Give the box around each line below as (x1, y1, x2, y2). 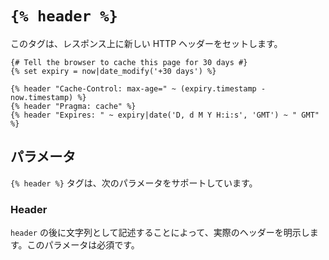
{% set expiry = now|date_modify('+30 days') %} (10, 66, 217, 76)
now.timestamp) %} (10, 92, 87, 102)
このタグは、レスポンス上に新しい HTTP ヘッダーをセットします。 (10, 37, 283, 49)
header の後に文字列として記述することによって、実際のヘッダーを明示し (10, 227, 310, 239)
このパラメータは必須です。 (26, 239, 140, 251)
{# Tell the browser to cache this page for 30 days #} (10, 57, 248, 67)
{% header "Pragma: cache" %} (10, 101, 137, 111)
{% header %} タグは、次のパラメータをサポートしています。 (10, 177, 258, 189)
